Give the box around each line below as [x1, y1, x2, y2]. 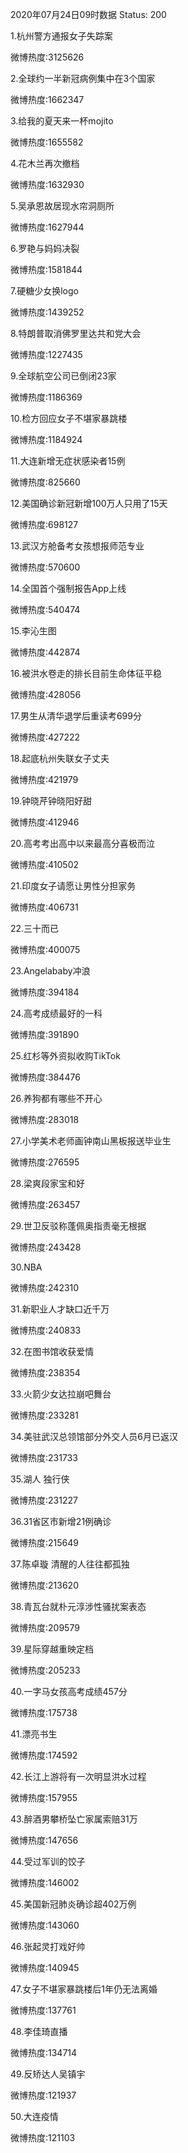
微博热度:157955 [10, 1792, 78, 1803]
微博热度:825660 [10, 476, 81, 488]
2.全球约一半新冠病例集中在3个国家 [10, 73, 156, 84]
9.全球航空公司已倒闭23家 [10, 370, 117, 382]
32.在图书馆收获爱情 [10, 1346, 95, 1357]
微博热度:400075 [10, 944, 81, 955]
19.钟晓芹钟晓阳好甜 [10, 795, 93, 807]
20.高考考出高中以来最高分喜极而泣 [10, 838, 156, 849]
